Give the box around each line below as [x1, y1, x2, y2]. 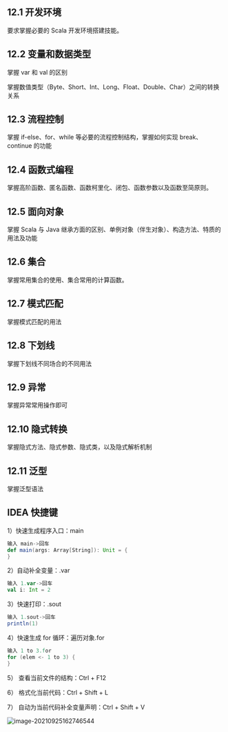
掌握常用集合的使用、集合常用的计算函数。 [7, 276, 128, 284]
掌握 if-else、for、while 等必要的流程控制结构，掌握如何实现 [7, 133, 178, 142]
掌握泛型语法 [7, 484, 43, 492]
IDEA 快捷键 [7, 507, 59, 519]
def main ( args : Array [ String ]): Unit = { [7, 546, 128, 554]
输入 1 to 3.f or [7, 647, 52, 654]
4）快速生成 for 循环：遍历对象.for [7, 633, 105, 642]
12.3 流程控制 [7, 113, 64, 126]
